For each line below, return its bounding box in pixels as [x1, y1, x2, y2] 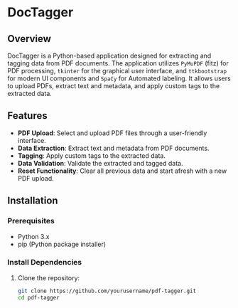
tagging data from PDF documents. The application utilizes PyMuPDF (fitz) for [7, 59, 229, 68]
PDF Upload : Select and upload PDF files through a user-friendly [17, 129, 207, 137]
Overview [7, 33, 52, 45]
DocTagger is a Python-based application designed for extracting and [7, 51, 212, 60]
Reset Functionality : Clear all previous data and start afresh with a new [17, 166, 227, 175]
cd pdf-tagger [17, 294, 60, 301]
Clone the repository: [17, 273, 80, 282]
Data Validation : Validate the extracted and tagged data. [17, 159, 183, 167]
